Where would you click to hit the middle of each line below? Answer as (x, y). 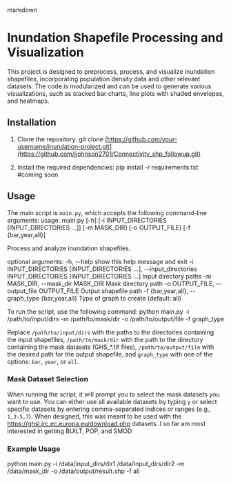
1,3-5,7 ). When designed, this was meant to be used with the (94, 416)
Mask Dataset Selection (48, 379)
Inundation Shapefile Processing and (115, 38)
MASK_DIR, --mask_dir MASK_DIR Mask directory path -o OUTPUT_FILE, (111, 283)
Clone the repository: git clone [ (62, 139)
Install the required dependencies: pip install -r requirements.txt (108, 167)
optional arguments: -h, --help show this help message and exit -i (100, 261)
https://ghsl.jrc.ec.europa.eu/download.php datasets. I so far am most (106, 423)
